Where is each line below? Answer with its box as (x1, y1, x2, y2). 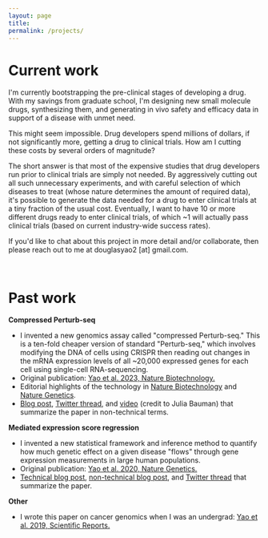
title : (8, 19, 30, 27)
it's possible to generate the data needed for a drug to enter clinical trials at (8, 196, 258, 205)
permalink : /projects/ (8, 26, 84, 34)
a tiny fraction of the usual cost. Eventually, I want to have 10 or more (8, 204, 236, 213)
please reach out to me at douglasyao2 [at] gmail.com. (8, 245, 189, 255)
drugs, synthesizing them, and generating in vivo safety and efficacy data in (8, 105, 259, 115)
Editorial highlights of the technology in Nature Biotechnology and (19, 382, 238, 391)
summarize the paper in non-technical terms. (19, 407, 170, 417)
